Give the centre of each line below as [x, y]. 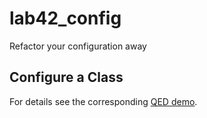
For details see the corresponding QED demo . [103, 101]
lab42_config [65, 18]
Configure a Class [66, 77]
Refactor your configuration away [78, 46]
